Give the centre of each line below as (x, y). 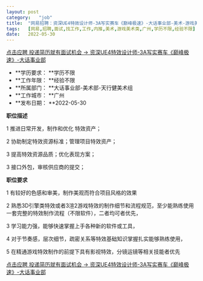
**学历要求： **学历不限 (45, 73)
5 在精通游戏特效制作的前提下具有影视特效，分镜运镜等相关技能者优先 (93, 252)
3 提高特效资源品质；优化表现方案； (51, 154)
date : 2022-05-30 (31, 34)
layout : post (23, 12)
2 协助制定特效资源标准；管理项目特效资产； (62, 141)
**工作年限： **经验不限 (45, 80)
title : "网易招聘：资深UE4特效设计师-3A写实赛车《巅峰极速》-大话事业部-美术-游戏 (100, 23)
